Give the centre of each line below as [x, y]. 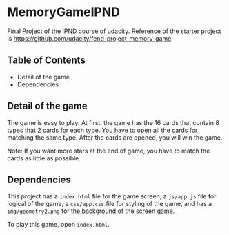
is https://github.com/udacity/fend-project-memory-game [89, 38]
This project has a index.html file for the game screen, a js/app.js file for [112, 196]
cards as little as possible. [44, 158]
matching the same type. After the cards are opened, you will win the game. [115, 137]
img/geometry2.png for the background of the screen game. [91, 211]
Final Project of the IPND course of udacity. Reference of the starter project [114, 31]
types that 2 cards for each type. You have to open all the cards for [102, 130]
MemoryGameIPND [64, 12]
